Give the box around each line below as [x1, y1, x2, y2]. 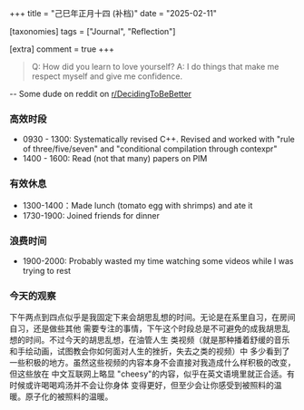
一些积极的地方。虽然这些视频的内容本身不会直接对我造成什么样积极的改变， [9, 357, 296, 368]
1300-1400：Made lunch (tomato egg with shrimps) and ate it [22, 200, 253, 210]
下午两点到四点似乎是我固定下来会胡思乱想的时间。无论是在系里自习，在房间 [9, 312, 296, 323]
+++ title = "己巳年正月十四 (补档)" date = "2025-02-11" [9, 8, 218, 18]
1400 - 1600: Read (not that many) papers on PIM [22, 153, 208, 164]
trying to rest [22, 265, 71, 276]
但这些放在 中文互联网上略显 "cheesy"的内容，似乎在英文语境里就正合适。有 [9, 368, 295, 379]
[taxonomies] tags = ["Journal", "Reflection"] [9, 26, 176, 36]
